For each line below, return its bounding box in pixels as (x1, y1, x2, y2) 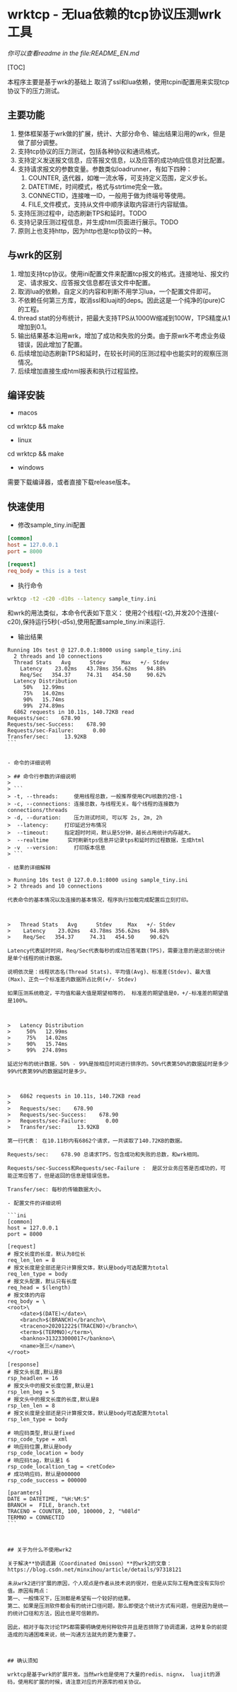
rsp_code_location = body (7, 1449, 83, 1457)
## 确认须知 (7, 1657, 39, 1664)
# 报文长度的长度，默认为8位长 (7, 1251, 86, 1258)
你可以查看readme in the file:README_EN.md (7, 49, 140, 57)
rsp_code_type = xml (7, 1436, 69, 1443)
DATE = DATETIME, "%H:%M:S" (7, 1495, 91, 1503)
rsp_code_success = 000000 (7, 1477, 87, 1484)
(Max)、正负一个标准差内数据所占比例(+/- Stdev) (7, 976, 137, 983)
